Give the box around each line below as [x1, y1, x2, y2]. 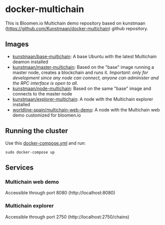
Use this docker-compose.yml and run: [5, 140, 86, 146]
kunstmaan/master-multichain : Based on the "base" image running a [12, 64, 154, 70]
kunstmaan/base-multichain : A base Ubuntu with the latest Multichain [12, 53, 157, 59]
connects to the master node [12, 90, 73, 96]
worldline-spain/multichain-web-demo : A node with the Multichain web [12, 106, 160, 113]
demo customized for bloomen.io [12, 112, 81, 118]
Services [5, 163, 34, 172]
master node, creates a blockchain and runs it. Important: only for [12, 69, 148, 75]
